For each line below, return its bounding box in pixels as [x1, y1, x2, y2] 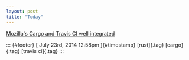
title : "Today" [6, 14, 44, 20]
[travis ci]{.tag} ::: [21, 47, 64, 54]
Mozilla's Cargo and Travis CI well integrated [6, 30, 115, 37]
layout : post [6, 8, 38, 15]
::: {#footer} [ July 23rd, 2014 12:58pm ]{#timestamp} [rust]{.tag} [6, 41, 164, 48]
